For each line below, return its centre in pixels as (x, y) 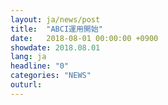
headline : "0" (40, 66)
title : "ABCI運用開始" (56, 29)
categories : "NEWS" (51, 76)
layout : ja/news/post (55, 19)
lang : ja (28, 57)
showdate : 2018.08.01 (55, 47)
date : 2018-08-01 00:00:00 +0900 (84, 38)
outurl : (26, 85)
